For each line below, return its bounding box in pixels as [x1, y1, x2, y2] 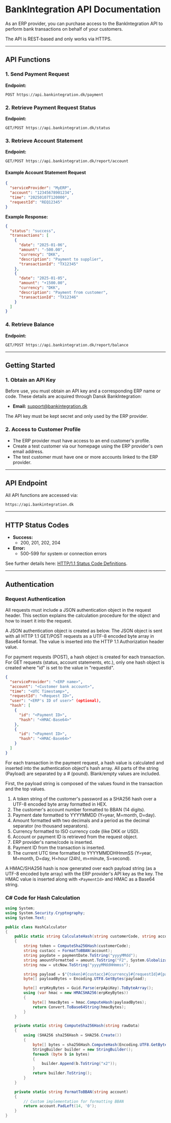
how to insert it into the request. [5, 617, 72, 623]
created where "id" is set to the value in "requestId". [5, 664, 115, 670]
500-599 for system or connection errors [20, 551, 107, 557]
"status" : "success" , [10, 228, 56, 233]
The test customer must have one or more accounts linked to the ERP [12, 454, 158, 460]
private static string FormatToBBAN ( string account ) [14, 1089, 129, 1094]
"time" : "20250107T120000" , [10, 195, 70, 200]
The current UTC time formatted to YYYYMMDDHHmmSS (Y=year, [12, 850, 152, 856]
